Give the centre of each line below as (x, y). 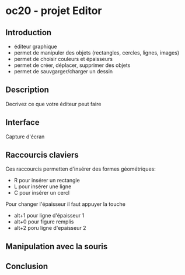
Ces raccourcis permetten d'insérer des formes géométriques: (81, 169)
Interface (22, 122)
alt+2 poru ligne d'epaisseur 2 (50, 228)
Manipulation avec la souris (57, 247)
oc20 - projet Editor (54, 11)
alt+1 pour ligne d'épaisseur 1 (49, 216)
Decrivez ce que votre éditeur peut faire (53, 104)
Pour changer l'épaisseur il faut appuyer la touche (66, 204)
